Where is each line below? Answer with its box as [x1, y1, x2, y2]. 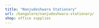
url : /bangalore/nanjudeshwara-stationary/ [5, 11, 95, 16]
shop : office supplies [5, 16, 51, 20]
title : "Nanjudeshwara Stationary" [5, 7, 77, 12]
